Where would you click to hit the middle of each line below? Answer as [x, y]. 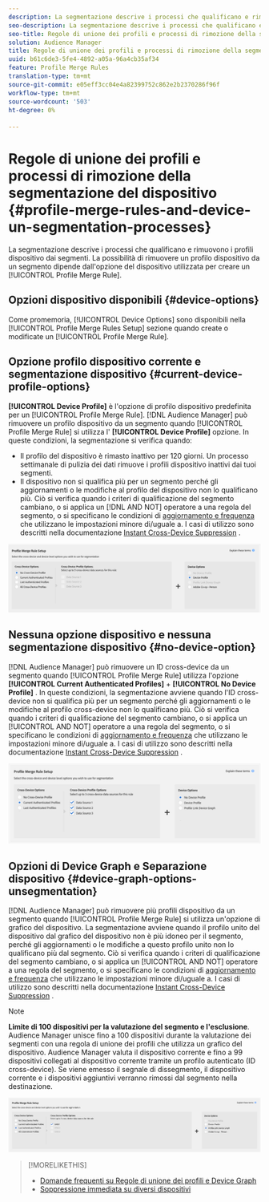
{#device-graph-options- [132, 878]
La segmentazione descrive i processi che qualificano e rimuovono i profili [131, 249]
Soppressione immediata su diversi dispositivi [115, 1189]
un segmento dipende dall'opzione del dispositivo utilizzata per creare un [129, 267]
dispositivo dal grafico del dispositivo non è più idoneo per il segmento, [126, 936]
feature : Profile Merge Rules [59, 68]
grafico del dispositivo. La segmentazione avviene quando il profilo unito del [134, 928]
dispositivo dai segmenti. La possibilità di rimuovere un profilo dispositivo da [134, 258]
